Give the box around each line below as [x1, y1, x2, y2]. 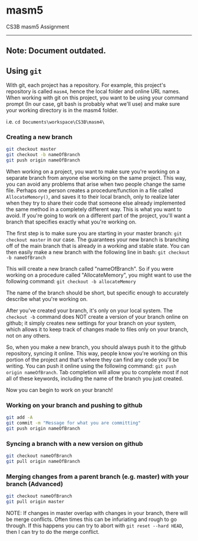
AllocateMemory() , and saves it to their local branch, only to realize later [6, 193, 180, 200]
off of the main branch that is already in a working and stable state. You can [6, 242, 190, 250]
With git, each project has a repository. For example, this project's [6, 82, 166, 89]
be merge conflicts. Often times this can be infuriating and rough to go [6, 516, 177, 523]
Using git [6, 66, 42, 76]
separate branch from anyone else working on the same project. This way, [6, 174, 187, 182]
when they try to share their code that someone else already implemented [6, 199, 186, 207]
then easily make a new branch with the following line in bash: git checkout [6, 249, 190, 256]
